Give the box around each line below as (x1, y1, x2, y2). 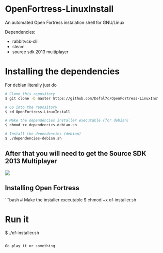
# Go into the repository (5, 105, 57, 110)
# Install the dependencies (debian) (5, 132, 81, 136)
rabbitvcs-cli (12, 38, 38, 44)
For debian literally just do (5, 82, 57, 88)
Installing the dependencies (5, 66, 120, 77)
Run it (5, 214, 29, 225)
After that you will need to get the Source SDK (5, 150, 147, 158)
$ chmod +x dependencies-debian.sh (5, 123, 77, 128)
